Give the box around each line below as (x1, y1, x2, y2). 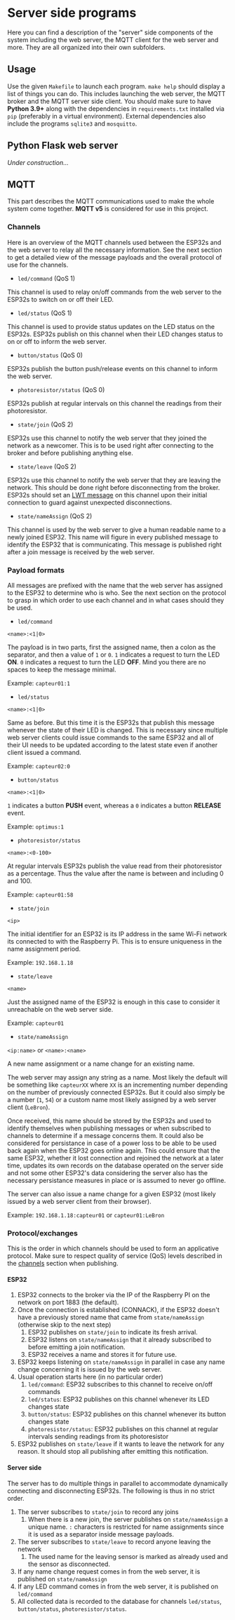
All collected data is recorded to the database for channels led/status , (17, 1597, 222, 1605)
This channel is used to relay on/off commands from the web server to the (7, 288, 222, 296)
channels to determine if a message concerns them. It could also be (7, 1131, 204, 1139)
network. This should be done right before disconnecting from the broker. (7, 483, 220, 492)
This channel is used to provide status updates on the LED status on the (7, 322, 215, 330)
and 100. (7, 876, 32, 885)
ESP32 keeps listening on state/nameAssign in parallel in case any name (17, 1358, 226, 1366)
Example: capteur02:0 (7, 761, 71, 770)
